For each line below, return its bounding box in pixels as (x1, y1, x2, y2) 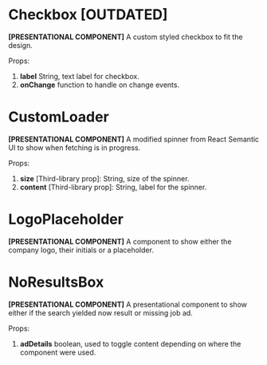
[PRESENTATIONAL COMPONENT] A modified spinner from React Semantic (8, 134, 260, 144)
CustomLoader (8, 108, 109, 126)
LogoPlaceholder (8, 210, 124, 228)
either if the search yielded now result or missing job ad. (8, 307, 193, 317)
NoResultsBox (8, 273, 104, 291)
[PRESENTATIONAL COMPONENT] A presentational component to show (8, 300, 247, 309)
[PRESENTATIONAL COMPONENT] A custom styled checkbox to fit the (8, 32, 243, 42)
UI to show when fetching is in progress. (8, 142, 141, 153)
